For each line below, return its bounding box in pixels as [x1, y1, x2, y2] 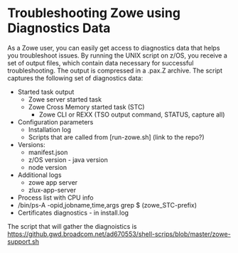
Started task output [17, 87, 75, 96]
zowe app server [28, 178, 78, 186]
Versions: [17, 140, 46, 149]
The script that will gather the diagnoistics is [7, 222, 137, 230]
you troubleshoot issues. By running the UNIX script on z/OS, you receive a [7, 51, 227, 60]
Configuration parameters [17, 117, 94, 126]
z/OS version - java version [28, 155, 108, 164]
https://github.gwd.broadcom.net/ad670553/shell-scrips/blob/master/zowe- [7, 230, 231, 238]
